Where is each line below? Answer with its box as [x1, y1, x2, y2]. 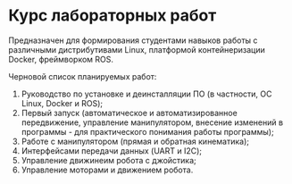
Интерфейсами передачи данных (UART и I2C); [21, 145, 203, 156]
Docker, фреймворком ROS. [8, 54, 113, 64]
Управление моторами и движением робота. [21, 164, 194, 175]
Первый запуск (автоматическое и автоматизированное [21, 107, 238, 118]
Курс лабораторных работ [8, 5, 217, 26]
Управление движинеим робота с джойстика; [21, 155, 197, 165]
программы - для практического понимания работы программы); [21, 126, 274, 137]
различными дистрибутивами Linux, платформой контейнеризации [8, 44, 265, 54]
